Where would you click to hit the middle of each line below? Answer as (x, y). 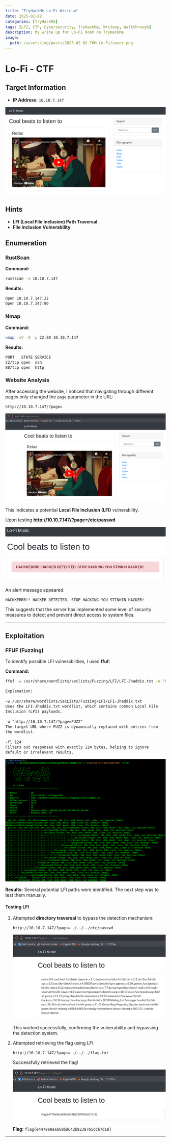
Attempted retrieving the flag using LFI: (54, 1043)
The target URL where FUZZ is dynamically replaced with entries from (82, 727)
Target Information (36, 87)
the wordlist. (20, 732)
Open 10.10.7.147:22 (27, 298)
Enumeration (26, 243)
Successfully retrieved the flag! (45, 1062)
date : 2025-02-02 (24, 16)
